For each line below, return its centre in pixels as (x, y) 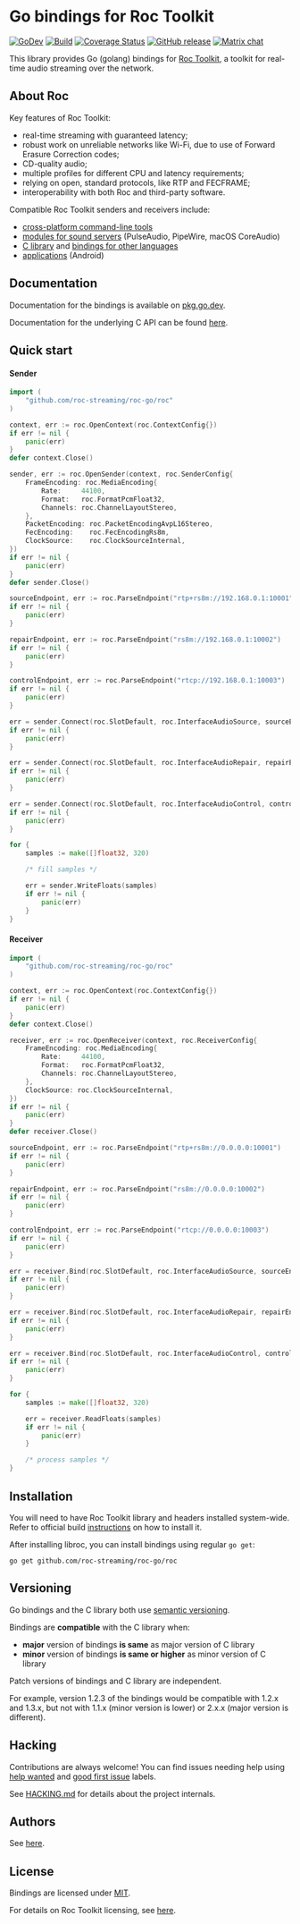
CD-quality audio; (54, 164)
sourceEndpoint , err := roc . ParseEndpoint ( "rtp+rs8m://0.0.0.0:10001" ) (145, 1148)
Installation (41, 1496)
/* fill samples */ (62, 869)
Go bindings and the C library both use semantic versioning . (120, 1610)
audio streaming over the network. (91, 68)
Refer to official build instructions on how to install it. (106, 1527)
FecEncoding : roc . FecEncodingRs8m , (97, 533)
